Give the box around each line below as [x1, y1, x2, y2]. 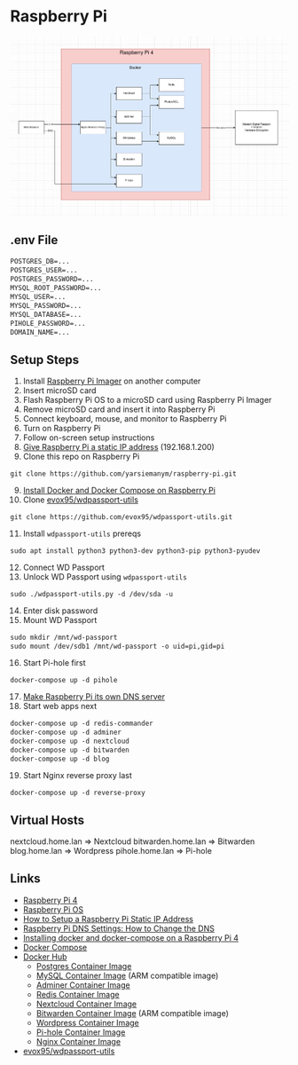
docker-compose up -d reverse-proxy [10, 788, 145, 798]
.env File [10, 233, 59, 248]
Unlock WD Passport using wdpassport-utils [22, 572, 187, 582]
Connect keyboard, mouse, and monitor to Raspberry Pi [22, 414, 227, 424]
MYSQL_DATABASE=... [10, 311, 82, 319]
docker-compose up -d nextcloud [10, 737, 129, 746]
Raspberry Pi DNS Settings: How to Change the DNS [22, 923, 216, 934]
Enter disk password [22, 605, 98, 616]
